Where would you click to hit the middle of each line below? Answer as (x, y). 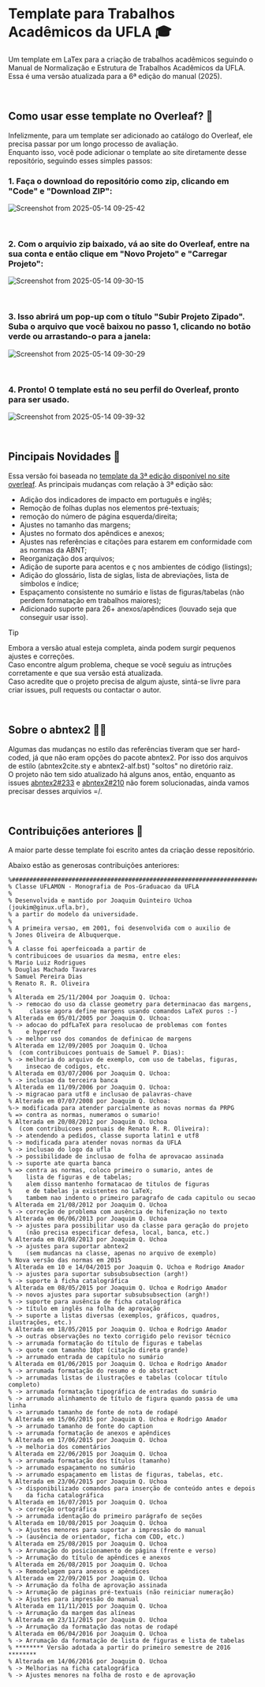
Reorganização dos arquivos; (67, 558)
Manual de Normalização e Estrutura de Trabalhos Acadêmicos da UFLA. (127, 67)
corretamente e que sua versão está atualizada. (86, 673)
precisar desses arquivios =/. (55, 791)
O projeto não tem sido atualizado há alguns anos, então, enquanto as (122, 774)
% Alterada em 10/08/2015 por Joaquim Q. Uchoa (88, 1523)
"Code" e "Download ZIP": (60, 191)
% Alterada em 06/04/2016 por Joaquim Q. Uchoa (88, 1634)
